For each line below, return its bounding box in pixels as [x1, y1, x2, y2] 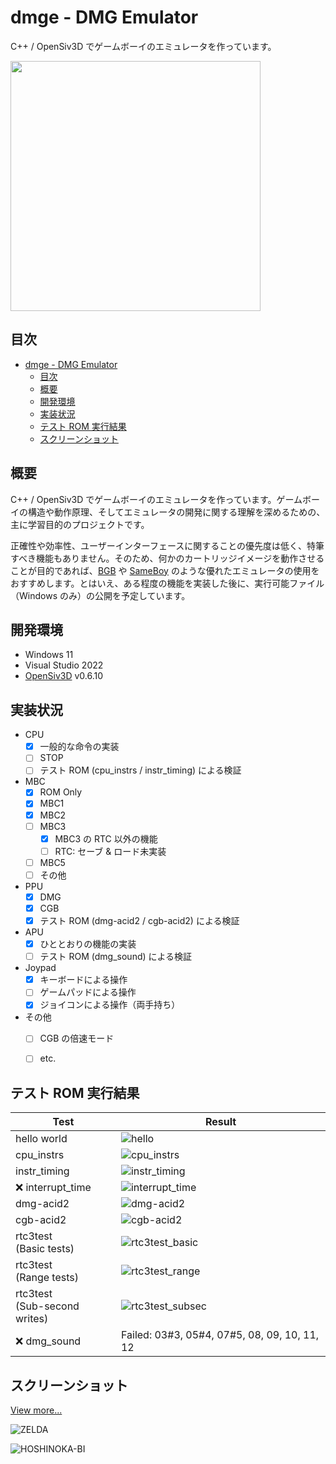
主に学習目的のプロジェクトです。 [10, 518, 150, 530]
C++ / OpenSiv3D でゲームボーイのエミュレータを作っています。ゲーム [10, 493, 303, 505]
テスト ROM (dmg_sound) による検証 [39, 951, 193, 963]
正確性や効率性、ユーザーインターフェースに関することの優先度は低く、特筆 [10, 539, 325, 551]
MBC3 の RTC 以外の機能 [54, 832, 158, 845]
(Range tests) [15, 1271, 79, 1285]
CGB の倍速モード [39, 1032, 115, 1045]
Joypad [24, 962, 57, 974]
